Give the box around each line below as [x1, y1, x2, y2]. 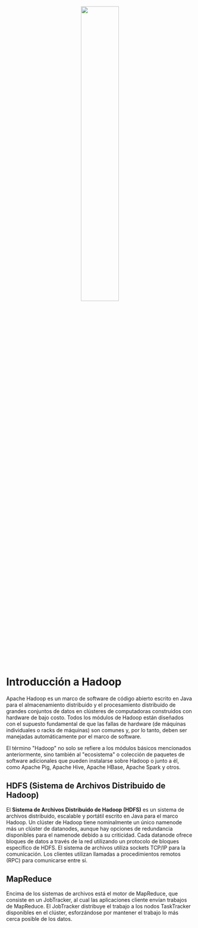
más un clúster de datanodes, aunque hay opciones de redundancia [6, 825, 173, 832]
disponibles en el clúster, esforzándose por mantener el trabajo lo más [6, 909, 179, 916]
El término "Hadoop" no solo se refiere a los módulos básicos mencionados [6, 744, 191, 751]
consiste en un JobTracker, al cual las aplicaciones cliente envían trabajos [6, 896, 187, 904]
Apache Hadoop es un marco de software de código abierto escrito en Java [6, 695, 192, 702]
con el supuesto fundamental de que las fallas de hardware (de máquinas [6, 720, 186, 727]
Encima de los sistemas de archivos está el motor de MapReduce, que [6, 890, 178, 897]
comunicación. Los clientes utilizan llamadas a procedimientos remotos [6, 850, 181, 858]
